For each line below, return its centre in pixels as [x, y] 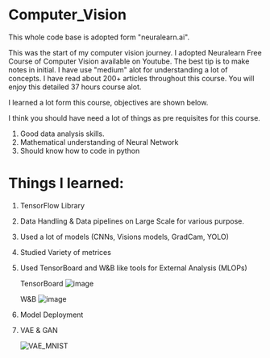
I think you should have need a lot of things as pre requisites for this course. [134, 117]
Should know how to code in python [80, 150]
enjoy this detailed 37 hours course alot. [75, 87]
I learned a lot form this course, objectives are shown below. [108, 102]
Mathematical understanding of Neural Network [99, 142]
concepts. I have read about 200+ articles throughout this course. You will [131, 78]
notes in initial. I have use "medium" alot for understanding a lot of [118, 69]
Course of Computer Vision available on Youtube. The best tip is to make [129, 61]
